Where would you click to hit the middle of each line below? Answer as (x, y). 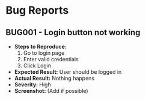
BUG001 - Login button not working (73, 32)
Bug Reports (37, 10)
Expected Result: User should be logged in (68, 72)
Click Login (37, 65)
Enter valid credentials (51, 59)
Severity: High (33, 85)
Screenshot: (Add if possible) (51, 91)
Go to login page (44, 53)
